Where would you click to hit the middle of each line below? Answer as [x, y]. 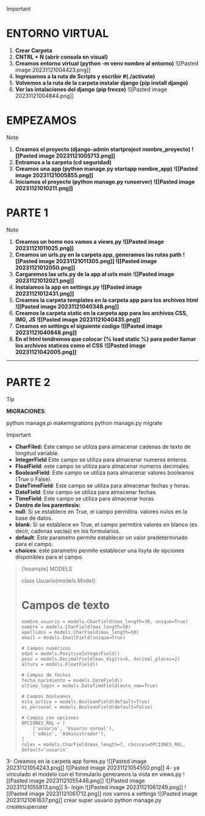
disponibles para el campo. [49, 557]
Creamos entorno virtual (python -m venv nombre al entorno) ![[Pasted [107, 63]
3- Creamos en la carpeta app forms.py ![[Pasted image [77, 761]
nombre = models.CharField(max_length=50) [76, 627]
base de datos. [34, 518]
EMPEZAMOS [41, 121]
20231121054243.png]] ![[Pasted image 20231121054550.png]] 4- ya [93, 767]
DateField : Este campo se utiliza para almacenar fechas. [86, 492]
